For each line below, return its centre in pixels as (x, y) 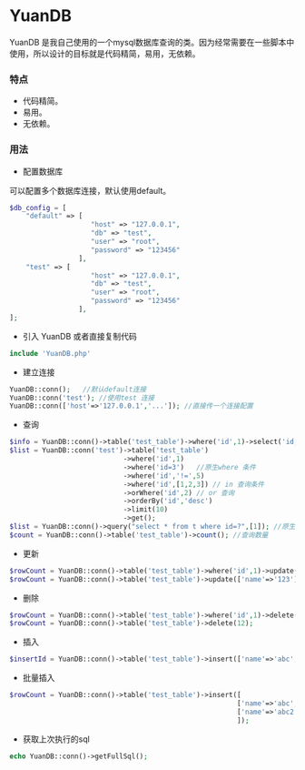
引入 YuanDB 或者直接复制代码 (80, 336)
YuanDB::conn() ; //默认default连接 (78, 389)
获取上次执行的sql (56, 739)
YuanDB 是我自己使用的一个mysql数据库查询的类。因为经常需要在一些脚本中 (152, 42)
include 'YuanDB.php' (50, 353)
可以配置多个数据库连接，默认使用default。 (90, 190)
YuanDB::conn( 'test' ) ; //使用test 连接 (82, 398)
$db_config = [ (38, 208)
